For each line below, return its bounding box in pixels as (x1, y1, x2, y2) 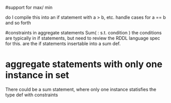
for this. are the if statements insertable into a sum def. (5, 40, 121, 47)
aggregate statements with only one (5, 58, 163, 70)
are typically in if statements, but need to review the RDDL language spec (5, 35, 160, 41)
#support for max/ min (5, 5, 53, 10)
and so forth (5, 20, 31, 26)
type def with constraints (5, 92, 58, 98)
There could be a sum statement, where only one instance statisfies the (5, 86, 157, 92)
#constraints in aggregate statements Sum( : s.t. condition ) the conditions (5, 30, 162, 35)
